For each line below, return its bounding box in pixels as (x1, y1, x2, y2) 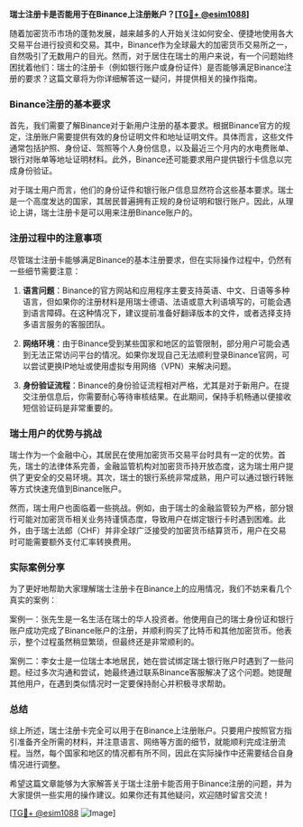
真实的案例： (9, 595, 57, 606)
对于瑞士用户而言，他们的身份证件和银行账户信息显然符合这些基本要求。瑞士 (9, 184, 294, 195)
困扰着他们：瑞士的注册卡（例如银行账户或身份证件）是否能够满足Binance (9, 62, 285, 72)
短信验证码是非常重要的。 (22, 402, 118, 413)
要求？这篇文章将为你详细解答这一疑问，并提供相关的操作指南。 (24, 73, 262, 84)
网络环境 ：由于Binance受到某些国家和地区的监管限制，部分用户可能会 (22, 338, 282, 349)
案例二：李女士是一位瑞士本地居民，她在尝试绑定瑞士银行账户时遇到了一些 (9, 655, 286, 667)
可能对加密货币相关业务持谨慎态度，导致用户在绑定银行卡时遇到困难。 (16, 513, 278, 524)
